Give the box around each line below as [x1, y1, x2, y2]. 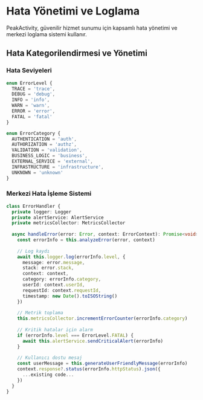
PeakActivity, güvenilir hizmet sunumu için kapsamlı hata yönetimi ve [6, 24, 178, 31]
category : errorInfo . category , [22, 276, 101, 282]
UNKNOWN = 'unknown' [11, 169, 63, 176]
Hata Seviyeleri [6, 66, 53, 75]
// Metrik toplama [17, 310, 63, 316]
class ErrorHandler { [6, 203, 61, 209]
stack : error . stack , [22, 265, 74, 271]
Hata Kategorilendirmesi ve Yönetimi [6, 48, 148, 59]
